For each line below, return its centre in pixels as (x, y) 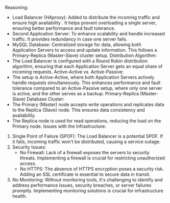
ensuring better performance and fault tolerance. (64, 28)
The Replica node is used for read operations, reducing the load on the (87, 121)
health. (19, 196)
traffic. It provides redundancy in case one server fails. (70, 39)
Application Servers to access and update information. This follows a (84, 50)
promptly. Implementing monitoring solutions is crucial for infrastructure (88, 191)
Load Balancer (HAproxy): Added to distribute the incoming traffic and (86, 17)
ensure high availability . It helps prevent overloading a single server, (84, 23)
